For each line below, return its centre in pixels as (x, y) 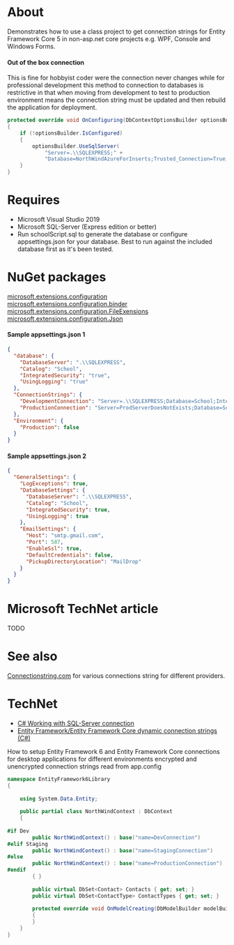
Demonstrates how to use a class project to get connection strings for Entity (116, 31)
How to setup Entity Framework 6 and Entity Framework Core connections (114, 751)
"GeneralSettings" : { (45, 477)
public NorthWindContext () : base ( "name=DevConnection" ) (116, 838)
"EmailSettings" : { (48, 529)
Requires (34, 200)
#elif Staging (28, 844)
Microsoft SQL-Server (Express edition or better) (87, 227)
